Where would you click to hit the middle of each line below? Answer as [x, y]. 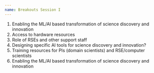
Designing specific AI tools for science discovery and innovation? [79, 45]
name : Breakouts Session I [33, 10]
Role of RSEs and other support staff [49, 40]
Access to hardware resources [43, 34]
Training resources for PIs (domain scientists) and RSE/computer [78, 50]
